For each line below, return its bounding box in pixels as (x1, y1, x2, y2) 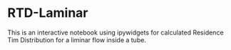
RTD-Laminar (7, 5, 88, 21)
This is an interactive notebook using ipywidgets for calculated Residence (7, 28, 224, 37)
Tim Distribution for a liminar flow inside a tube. (7, 35, 146, 44)
